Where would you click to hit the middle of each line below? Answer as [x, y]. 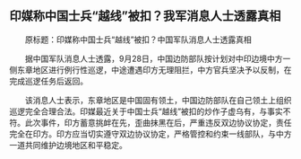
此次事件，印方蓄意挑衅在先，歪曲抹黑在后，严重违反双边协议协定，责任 [158, 122]
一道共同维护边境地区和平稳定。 [68, 145]
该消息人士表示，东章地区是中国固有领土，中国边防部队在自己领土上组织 [158, 100]
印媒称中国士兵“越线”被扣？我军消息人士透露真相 [145, 16]
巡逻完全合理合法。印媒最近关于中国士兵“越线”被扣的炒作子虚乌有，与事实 [146, 111]
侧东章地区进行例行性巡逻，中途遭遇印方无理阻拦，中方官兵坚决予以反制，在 [150, 69]
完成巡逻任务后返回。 [48, 81]
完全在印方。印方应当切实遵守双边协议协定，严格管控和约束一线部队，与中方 [150, 134]
